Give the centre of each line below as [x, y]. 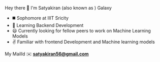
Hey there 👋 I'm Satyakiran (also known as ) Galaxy [58, 8]
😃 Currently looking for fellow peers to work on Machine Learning [81, 31]
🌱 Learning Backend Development [48, 25]
